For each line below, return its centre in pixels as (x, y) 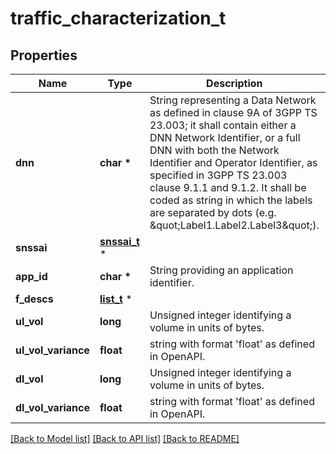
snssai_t (119, 241)
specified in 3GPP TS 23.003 (218, 175)
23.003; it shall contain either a (223, 125)
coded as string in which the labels (231, 200)
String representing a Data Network (233, 100)
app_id (31, 276)
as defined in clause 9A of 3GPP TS (233, 112)
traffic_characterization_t (118, 18)
